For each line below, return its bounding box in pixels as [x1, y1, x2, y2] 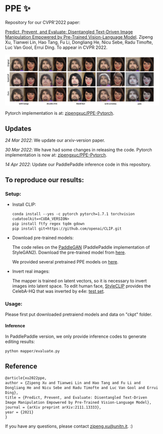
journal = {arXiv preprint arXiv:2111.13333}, [5, 405, 102, 410]
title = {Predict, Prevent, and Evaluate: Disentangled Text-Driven [5, 395, 147, 400]
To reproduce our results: [5, 175, 84, 184]
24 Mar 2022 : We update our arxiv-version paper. [5, 137, 105, 143]
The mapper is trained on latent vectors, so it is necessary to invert [12, 278, 147, 283]
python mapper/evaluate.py [5, 349, 60, 354]
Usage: [5, 300, 23, 307]
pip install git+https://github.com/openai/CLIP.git [12, 226, 122, 231]
